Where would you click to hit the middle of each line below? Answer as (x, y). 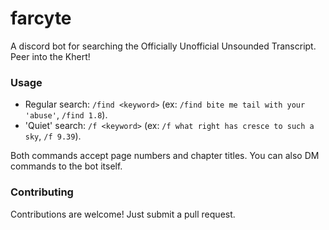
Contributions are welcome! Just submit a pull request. (123, 214)
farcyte (41, 18)
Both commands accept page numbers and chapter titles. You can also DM (165, 156)
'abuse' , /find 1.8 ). (66, 115)
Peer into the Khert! (50, 56)
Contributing (42, 192)
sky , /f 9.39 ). (53, 136)
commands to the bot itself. (66, 166)
